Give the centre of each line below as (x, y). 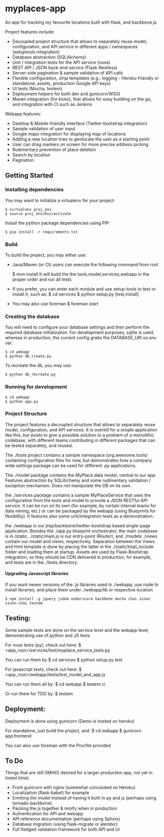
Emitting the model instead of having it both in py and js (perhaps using (84, 798)
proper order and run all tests (42, 279)
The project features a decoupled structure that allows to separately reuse (80, 424)
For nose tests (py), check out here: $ (43, 645)
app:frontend (18, 736)
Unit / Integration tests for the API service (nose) (61, 62)
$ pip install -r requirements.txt (41, 232)
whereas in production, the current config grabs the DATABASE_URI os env (81, 338)
